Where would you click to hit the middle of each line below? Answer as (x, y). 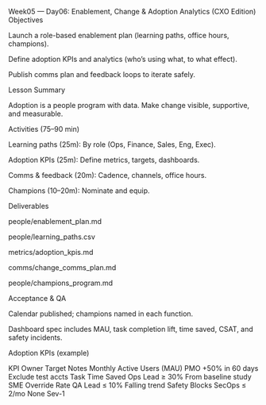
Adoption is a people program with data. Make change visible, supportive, (129, 105)
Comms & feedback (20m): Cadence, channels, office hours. (108, 175)
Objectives (26, 20)
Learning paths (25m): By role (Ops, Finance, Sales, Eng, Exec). (112, 145)
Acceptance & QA (37, 298)
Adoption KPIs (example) (49, 353)
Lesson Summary (37, 90)
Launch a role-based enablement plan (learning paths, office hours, (119, 35)
